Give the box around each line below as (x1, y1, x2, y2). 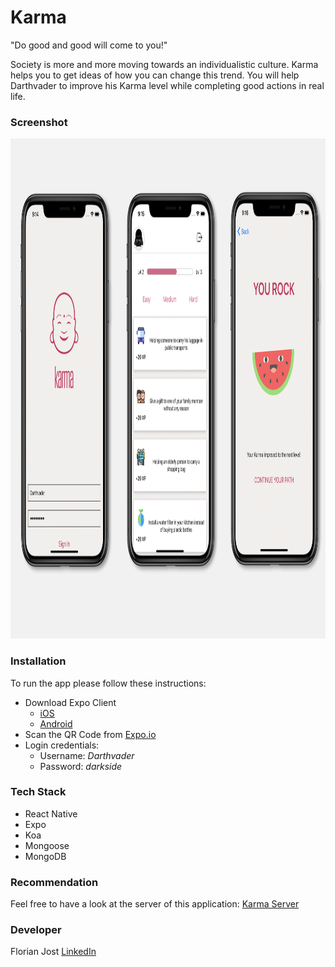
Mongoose (24, 839, 70, 851)
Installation (10, 654, 67, 668)
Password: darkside (39, 760, 123, 772)
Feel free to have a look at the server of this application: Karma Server (10, 898, 300, 910)
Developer (10, 923, 62, 937)
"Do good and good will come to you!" (10, 39, 168, 51)
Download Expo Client (24, 696, 117, 708)
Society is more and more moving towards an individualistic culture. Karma (10, 58, 319, 70)
